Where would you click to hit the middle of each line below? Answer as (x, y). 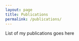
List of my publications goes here (40, 33)
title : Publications (27, 14)
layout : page (19, 10)
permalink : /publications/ (33, 19)
